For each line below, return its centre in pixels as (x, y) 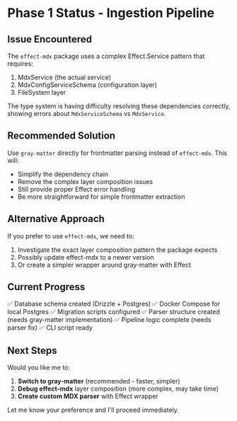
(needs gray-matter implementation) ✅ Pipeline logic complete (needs (109, 320)
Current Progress (46, 287)
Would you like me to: (39, 368)
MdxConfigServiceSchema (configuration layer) (87, 85)
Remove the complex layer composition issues (85, 181)
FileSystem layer (42, 92)
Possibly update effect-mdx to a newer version (86, 257)
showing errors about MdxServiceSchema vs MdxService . (87, 114)
